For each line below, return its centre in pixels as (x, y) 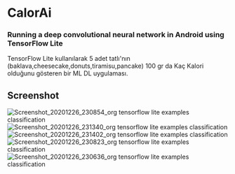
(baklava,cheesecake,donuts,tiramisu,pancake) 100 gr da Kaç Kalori (106, 66)
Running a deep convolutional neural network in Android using (116, 35)
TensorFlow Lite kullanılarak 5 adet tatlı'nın (69, 59)
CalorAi (29, 13)
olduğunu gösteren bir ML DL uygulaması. (68, 73)
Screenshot (33, 95)
